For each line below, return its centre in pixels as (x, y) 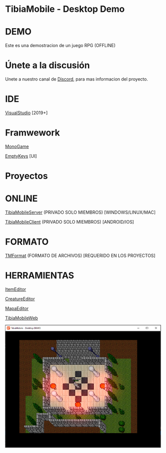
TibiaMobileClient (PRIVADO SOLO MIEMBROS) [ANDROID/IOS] (70, 222)
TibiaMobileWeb (21, 318)
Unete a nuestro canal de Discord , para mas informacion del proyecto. (77, 79)
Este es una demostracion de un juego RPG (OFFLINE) (60, 45)
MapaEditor (17, 308)
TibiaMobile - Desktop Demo (65, 9)
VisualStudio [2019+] (26, 113)
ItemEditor (16, 289)
